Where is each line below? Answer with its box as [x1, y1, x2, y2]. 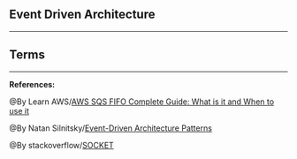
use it [9, 105, 29, 116]
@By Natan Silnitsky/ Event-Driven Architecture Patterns [9, 123, 212, 133]
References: [9, 79, 56, 89]
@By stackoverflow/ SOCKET [9, 140, 115, 150]
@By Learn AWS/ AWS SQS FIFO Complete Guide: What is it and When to [9, 96, 275, 107]
